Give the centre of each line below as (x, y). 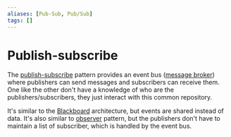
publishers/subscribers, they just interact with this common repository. (110, 97)
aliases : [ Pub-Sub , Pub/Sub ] (50, 14)
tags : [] (20, 20)
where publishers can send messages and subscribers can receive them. (113, 83)
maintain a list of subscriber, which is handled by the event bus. (100, 126)
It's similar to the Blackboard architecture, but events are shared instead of (115, 111)
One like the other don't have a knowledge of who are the (91, 90)
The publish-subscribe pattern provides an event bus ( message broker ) (111, 75)
